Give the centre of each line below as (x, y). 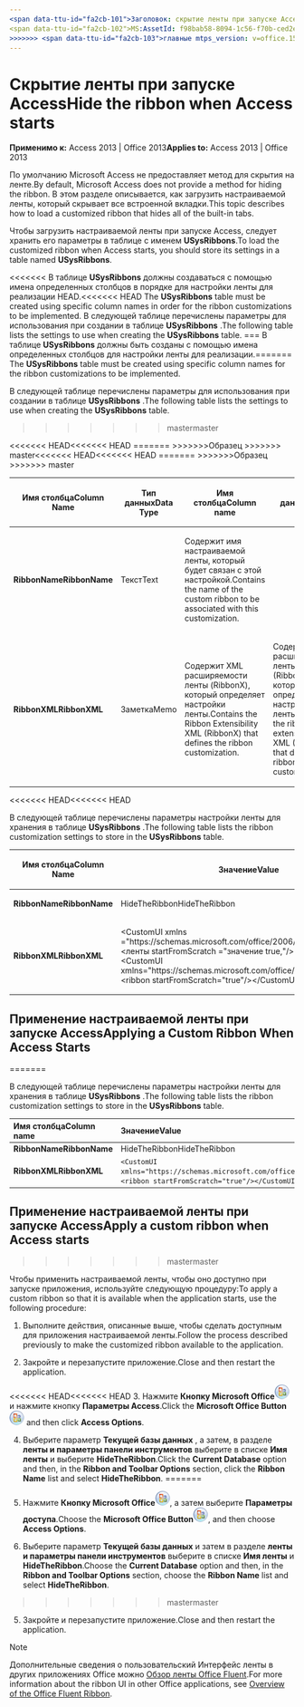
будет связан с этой (223, 570)
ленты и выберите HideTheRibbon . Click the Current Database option (154, 1460)
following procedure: (48, 1308)
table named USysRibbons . (61, 260)
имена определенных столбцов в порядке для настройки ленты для (141, 287)
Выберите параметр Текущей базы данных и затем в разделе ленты (157, 1547)
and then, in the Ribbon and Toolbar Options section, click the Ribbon (153, 1469)
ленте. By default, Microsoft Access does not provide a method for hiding (146, 185)
